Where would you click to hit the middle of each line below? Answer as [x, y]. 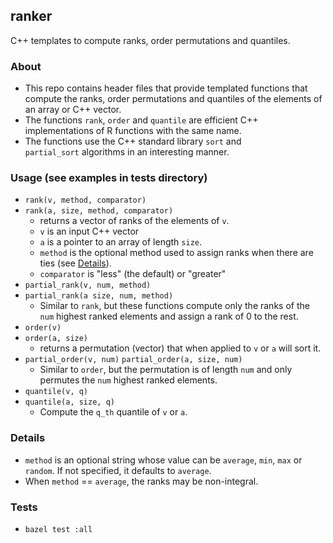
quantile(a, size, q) [69, 402]
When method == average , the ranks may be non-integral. [141, 481]
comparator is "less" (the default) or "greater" [133, 274]
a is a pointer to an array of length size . [120, 242]
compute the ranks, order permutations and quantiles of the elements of [173, 99]
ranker [31, 16]
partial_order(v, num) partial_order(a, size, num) [133, 360]
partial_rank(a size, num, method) [99, 296]
